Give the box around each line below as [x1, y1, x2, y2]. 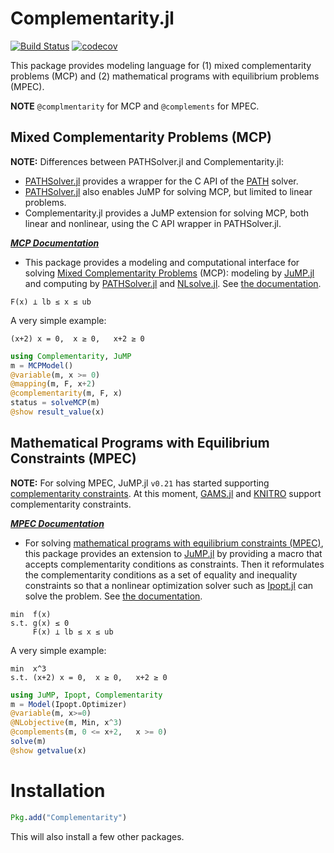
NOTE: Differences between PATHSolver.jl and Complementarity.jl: [10, 155, 284, 167]
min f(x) [10, 609, 52, 619]
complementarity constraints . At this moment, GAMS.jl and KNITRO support [10, 487, 322, 499]
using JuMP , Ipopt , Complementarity [10, 690, 163, 700]
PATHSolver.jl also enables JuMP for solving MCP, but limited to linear [24, 185, 313, 197]
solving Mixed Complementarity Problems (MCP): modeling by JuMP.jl [24, 267, 315, 279]
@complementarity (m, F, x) [10, 388, 123, 399]
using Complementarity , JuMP [10, 351, 132, 361]
